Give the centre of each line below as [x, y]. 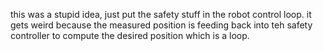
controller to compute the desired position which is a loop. [130, 35]
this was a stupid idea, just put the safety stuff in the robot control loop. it [161, 14]
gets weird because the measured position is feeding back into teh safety [161, 25]
